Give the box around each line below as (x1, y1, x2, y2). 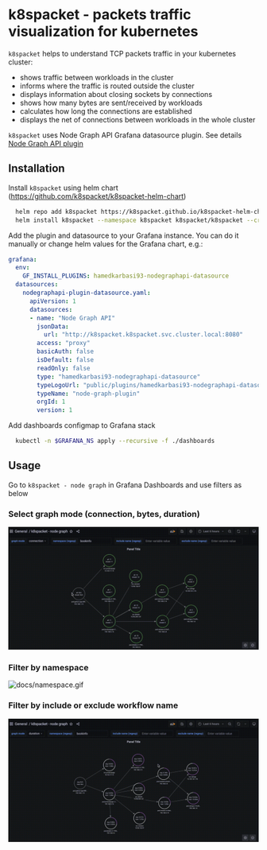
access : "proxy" (37, 340, 91, 347)
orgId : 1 (37, 398, 66, 406)
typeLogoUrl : (37, 381, 80, 389)
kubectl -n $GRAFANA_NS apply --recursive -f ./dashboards (15, 437, 215, 445)
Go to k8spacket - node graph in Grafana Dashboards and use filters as (8, 479, 242, 490)
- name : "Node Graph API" (29, 314, 115, 322)
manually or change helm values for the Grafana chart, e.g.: (8, 239, 203, 248)
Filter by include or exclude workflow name (8, 700, 179, 711)
